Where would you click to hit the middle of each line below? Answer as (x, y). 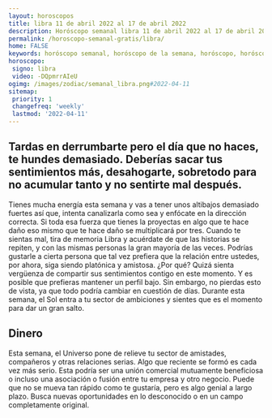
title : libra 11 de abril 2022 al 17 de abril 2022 (97, 24)
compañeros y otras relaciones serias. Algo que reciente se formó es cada (133, 361)
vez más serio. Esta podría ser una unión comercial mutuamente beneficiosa (136, 370)
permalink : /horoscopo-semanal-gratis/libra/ (86, 39)
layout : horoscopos (41, 16)
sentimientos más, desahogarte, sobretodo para (133, 172)
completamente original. (49, 405)
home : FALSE (28, 46)
